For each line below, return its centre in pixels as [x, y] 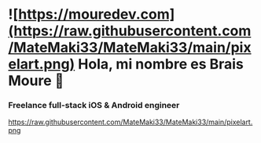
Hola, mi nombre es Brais [161, 64]
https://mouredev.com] [97, 14]
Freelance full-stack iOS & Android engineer [94, 105]
